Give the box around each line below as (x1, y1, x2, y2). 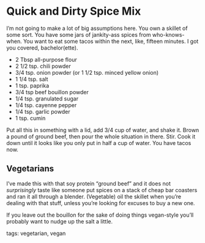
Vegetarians (6, 163, 54, 174)
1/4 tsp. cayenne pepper (15, 101, 77, 108)
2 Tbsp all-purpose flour (15, 56, 78, 63)
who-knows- (152, 31, 185, 38)
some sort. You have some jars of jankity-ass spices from (6, 31, 151, 38)
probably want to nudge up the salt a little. (6, 217, 113, 225)
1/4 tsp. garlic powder (15, 108, 70, 115)
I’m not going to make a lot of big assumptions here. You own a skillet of (6, 24, 188, 32)
